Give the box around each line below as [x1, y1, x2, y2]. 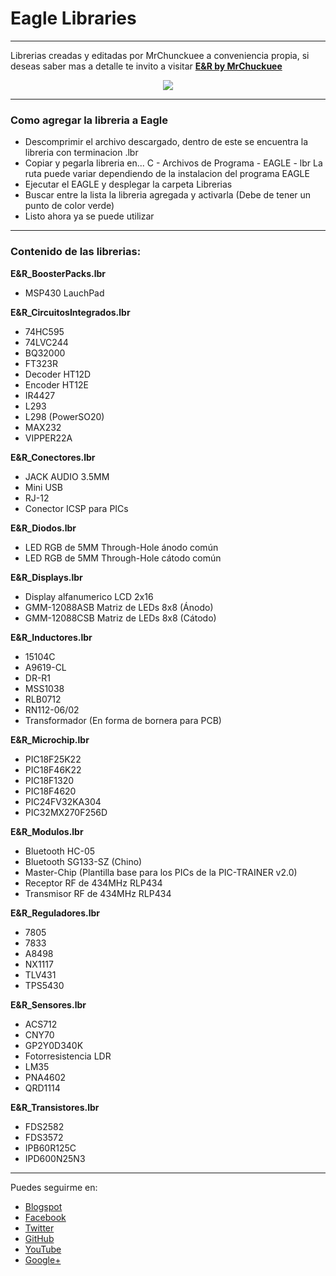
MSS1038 [24, 682, 65, 694]
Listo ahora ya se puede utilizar [24, 210, 155, 222]
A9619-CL [24, 661, 67, 673]
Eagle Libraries [10, 7, 137, 30]
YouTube [24, 1243, 62, 1255]
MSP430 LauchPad [24, 287, 105, 299]
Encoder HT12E [24, 378, 89, 391]
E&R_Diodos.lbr [10, 522, 77, 534]
